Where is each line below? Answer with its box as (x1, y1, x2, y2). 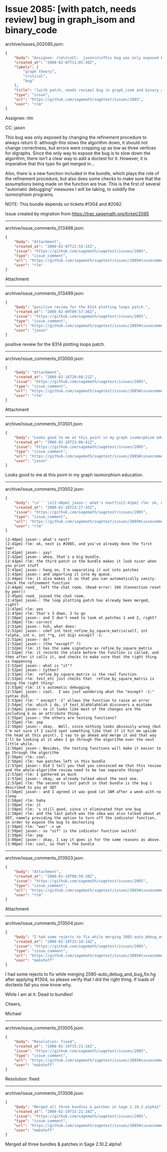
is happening (5, 659, 32, 664)
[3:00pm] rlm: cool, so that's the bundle (5, 842, 94, 847)
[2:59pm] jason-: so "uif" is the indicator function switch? (5, 829, 137, 834)
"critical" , (23, 74, 48, 79)
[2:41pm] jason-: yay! (5, 550, 52, 555)
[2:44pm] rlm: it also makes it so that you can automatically (5, 576, 139, 581)
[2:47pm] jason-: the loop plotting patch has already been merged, (5, 598, 150, 603)
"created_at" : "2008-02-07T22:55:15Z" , (14, 244, 97, 249)
